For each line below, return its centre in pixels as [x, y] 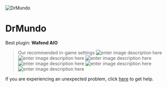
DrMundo [26, 29]
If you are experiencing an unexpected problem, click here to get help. [79, 79]
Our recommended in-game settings [56, 52]
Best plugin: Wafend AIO [32, 42]
